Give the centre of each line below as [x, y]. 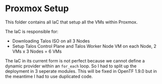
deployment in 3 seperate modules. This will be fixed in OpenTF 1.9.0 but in [81, 71]
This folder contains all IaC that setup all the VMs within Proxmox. [71, 22]
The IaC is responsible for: [32, 31]
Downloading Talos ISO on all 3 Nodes [51, 41]
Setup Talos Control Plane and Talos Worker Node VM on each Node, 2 [84, 46]
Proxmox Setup [37, 9]
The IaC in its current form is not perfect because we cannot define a [75, 61]
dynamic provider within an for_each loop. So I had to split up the [71, 66]
